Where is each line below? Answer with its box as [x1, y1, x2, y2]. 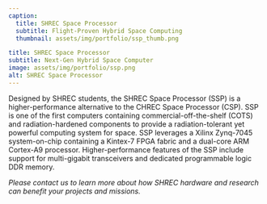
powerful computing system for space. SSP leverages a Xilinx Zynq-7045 [8, 127, 253, 137]
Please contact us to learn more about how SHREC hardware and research [8, 177, 259, 187]
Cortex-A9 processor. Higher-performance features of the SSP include [8, 144, 244, 154]
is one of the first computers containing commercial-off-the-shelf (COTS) [8, 110, 253, 120]
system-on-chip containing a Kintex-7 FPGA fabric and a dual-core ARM [8, 136, 249, 146]
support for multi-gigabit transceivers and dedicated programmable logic [8, 153, 252, 163]
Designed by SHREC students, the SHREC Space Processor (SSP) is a [8, 94, 241, 103]
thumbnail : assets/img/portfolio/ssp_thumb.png [15, 34, 180, 43]
